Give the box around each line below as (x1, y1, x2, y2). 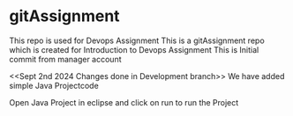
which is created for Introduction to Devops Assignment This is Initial (9, 44, 259, 54)
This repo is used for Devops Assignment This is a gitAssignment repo (9, 35, 265, 46)
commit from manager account (9, 54, 122, 64)
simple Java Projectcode (9, 80, 99, 91)
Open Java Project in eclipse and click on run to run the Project (9, 97, 239, 107)
